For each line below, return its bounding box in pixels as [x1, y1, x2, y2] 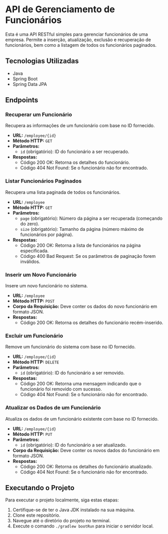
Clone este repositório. [12, 512, 61, 518]
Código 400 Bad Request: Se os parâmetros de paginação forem [20, 253, 156, 259]
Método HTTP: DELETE [12, 359, 59, 365]
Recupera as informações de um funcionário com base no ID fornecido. [5, 123, 155, 129]
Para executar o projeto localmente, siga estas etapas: [5, 497, 119, 503]
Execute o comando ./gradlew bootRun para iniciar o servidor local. [12, 523, 154, 529]
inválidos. [20, 258, 41, 264]
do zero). [20, 220, 40, 227]
